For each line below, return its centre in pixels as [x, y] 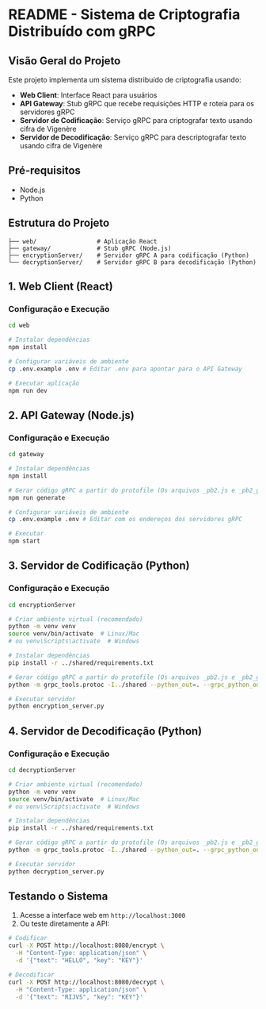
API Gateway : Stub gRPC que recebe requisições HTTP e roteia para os [137, 104]
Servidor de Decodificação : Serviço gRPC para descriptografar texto [133, 137]
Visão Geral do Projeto [65, 61]
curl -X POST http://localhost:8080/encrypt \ [86, 946]
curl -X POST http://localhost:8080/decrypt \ [86, 982]
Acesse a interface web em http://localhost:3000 [103, 915]
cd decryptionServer [42, 770]
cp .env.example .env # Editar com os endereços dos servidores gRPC [125, 520]
